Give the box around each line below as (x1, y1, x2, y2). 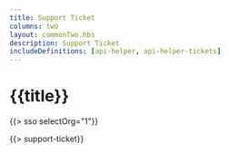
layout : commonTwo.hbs (9, 30, 95, 39)
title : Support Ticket (9, 13, 95, 23)
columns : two (9, 22, 59, 31)
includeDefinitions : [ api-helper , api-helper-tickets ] (9, 47, 222, 56)
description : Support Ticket (9, 38, 120, 48)
